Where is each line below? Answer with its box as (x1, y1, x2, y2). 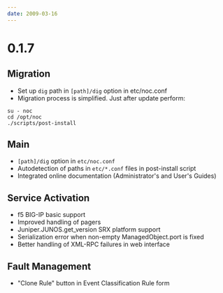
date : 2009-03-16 (7, 10, 58, 17)
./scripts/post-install (7, 119, 77, 126)
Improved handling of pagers (17, 218, 101, 227)
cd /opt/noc (7, 113, 42, 121)
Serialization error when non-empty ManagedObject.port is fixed (17, 233, 204, 241)
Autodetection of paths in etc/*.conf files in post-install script (17, 165, 196, 173)
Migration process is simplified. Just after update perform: (17, 93, 185, 102)
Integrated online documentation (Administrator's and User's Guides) (17, 172, 217, 180)
